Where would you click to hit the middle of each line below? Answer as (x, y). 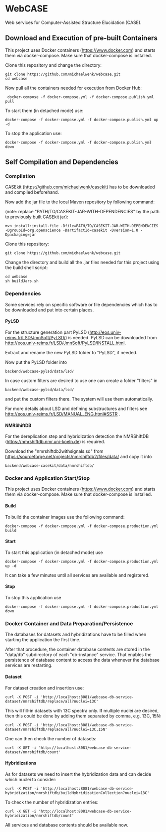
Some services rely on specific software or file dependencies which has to (81, 304)
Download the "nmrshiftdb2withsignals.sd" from (54, 451)
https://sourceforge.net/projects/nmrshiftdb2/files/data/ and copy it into (79, 457)
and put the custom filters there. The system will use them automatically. (79, 399)
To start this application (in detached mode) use (54, 552)
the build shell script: (27, 268)
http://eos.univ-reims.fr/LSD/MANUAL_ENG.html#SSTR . (63, 414)
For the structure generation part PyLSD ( (48, 332)
